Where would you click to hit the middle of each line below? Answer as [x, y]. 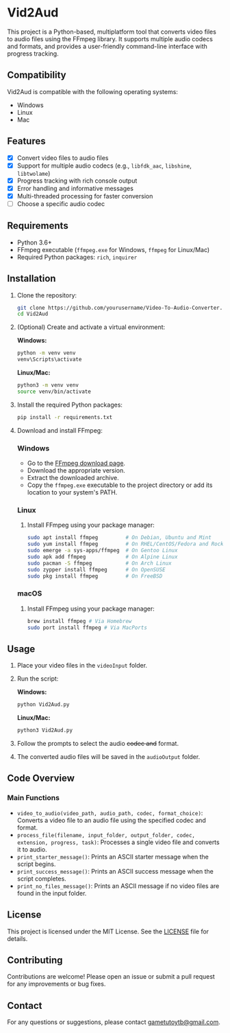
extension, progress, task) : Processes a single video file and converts [118, 842]
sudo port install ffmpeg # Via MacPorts [87, 627]
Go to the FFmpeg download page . [76, 463]
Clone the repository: [47, 295]
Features [26, 141]
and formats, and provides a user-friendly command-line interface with [107, 46]
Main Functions [34, 798]
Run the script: [38, 679]
